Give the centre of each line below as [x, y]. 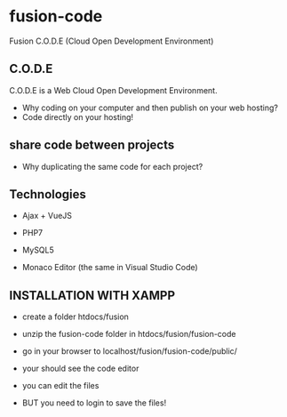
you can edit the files [60, 386]
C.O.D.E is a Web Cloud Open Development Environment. [113, 90]
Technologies [48, 194]
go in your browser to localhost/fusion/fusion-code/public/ [130, 351]
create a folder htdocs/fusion [75, 317]
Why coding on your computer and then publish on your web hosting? [150, 108]
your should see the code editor [80, 369]
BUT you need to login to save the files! [94, 403]
